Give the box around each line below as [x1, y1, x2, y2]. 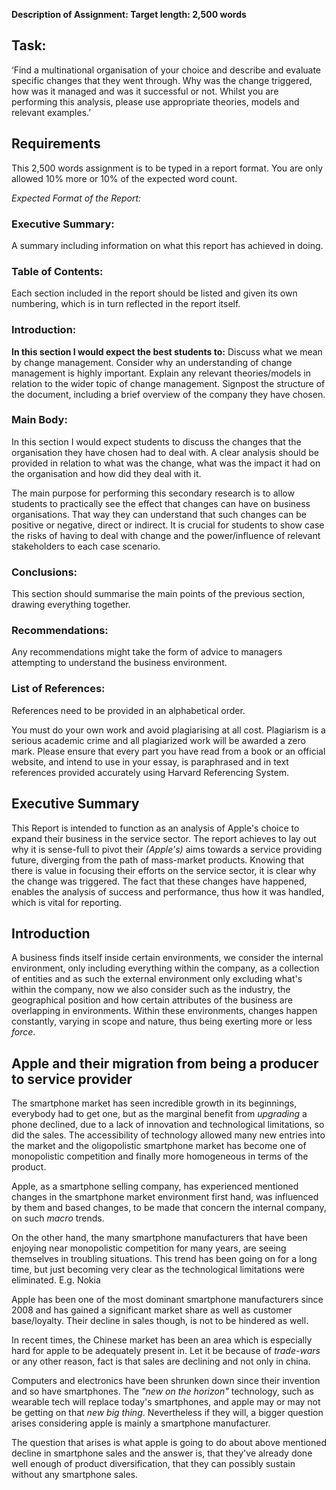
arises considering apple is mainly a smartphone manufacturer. [11, 1417, 271, 1429]
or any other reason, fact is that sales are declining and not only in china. [11, 1355, 311, 1368]
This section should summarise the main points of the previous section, [11, 588, 306, 600]
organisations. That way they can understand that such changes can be [11, 508, 307, 520]
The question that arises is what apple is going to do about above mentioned [11, 1437, 327, 1449]
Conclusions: [11, 565, 78, 579]
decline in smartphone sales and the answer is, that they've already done [11, 1447, 313, 1459]
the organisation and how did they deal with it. [11, 467, 202, 479]
